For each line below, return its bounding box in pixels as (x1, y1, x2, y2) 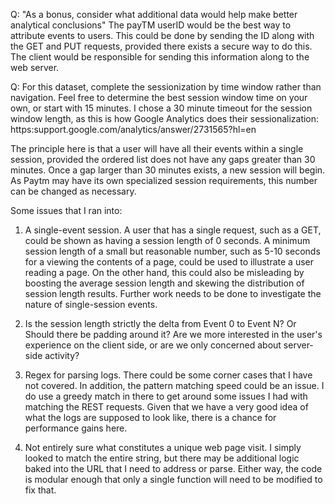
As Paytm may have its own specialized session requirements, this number (10, 175, 318, 186)
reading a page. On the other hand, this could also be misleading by (24, 267, 305, 278)
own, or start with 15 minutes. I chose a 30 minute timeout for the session (10, 102, 313, 114)
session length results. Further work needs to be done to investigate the (24, 288, 322, 299)
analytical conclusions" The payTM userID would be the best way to (10, 19, 292, 31)
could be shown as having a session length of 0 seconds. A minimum (24, 235, 311, 246)
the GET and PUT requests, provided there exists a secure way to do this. (10, 40, 313, 52)
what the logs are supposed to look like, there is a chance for (24, 412, 277, 423)
